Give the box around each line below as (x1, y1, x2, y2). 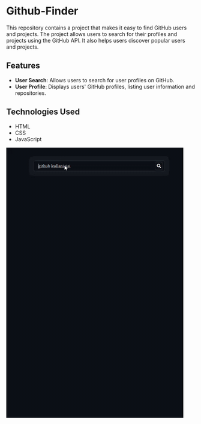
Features (6, 61, 40, 71)
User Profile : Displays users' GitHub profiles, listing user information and (14, 83, 195, 90)
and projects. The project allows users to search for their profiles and (6, 30, 178, 37)
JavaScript (14, 135, 42, 142)
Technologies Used (6, 107, 80, 117)
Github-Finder (6, 4, 79, 18)
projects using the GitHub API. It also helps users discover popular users (6, 37, 185, 44)
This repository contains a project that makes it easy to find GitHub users (6, 24, 187, 31)
